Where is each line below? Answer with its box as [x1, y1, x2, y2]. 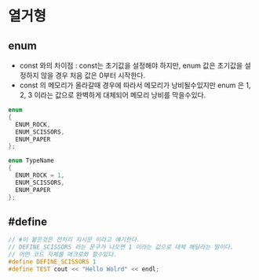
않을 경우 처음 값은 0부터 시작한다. [40, 71, 146, 79]
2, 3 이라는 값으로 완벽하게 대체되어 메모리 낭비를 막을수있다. [19, 90, 206, 99]
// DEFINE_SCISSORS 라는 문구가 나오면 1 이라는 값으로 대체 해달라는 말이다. [8, 243, 234, 252]
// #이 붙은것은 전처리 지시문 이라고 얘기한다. [8, 236, 140, 244]
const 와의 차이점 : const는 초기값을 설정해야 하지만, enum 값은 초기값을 [19, 61, 243, 70]
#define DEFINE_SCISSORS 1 [8, 257, 97, 266]
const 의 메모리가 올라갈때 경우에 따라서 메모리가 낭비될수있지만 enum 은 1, [19, 80, 251, 90]
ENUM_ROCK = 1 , [15, 171, 65, 179]
